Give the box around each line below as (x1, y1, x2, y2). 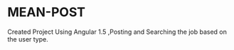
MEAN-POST (7, 4, 85, 20)
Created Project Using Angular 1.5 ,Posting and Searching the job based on (7, 27, 228, 36)
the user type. (7, 35, 48, 43)
